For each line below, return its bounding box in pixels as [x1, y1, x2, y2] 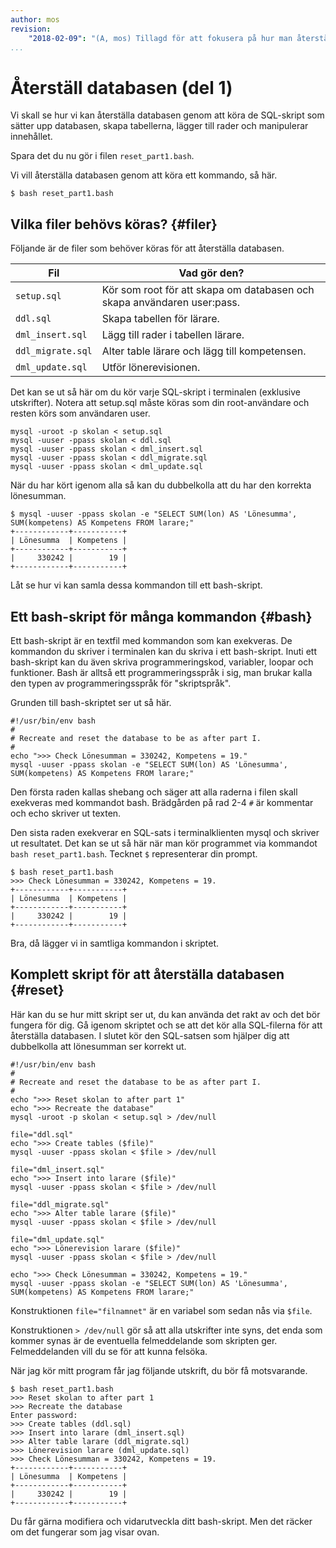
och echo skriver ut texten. [10, 807, 122, 819]
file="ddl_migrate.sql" [10, 1199, 110, 1210]
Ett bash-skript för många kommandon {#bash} [10, 608, 313, 625]
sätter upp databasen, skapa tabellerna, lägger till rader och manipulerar [10, 120, 309, 132]
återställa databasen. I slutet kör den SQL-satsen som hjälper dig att [10, 1029, 290, 1041]
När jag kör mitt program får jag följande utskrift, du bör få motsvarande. [10, 1364, 308, 1376]
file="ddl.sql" [10, 1129, 74, 1140]
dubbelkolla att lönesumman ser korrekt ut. [10, 1040, 187, 1052]
